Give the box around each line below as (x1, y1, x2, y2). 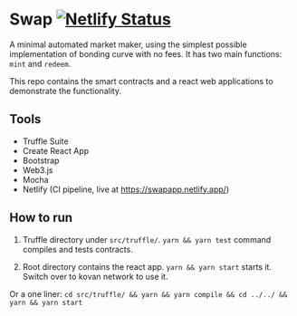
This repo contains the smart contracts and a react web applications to (9, 75, 273, 86)
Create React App (22, 145, 90, 156)
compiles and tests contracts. (22, 244, 133, 254)
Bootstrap (22, 155, 60, 166)
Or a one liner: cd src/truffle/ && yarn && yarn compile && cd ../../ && (9, 288, 288, 299)
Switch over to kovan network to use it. (22, 271, 168, 282)
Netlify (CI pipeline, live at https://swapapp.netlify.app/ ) (22, 184, 230, 195)
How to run (9, 210, 73, 225)
